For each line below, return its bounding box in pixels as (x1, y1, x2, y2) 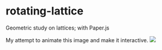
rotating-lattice (5, 4, 84, 18)
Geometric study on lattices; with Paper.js (5, 24, 109, 31)
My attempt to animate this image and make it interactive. (5, 36, 149, 43)
